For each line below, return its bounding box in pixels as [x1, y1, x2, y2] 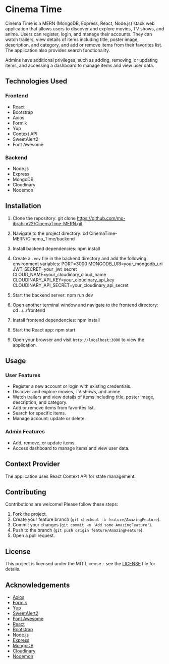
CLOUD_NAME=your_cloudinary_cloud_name [12, 271, 106, 277]
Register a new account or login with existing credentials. [12, 383, 132, 389]
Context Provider [5, 460, 60, 469]
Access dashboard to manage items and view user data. [12, 445, 130, 451]
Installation [5, 201, 41, 211]
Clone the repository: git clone [12, 215, 76, 221]
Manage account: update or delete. [12, 416, 86, 422]
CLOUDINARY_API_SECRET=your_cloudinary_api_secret [12, 282, 129, 288]
